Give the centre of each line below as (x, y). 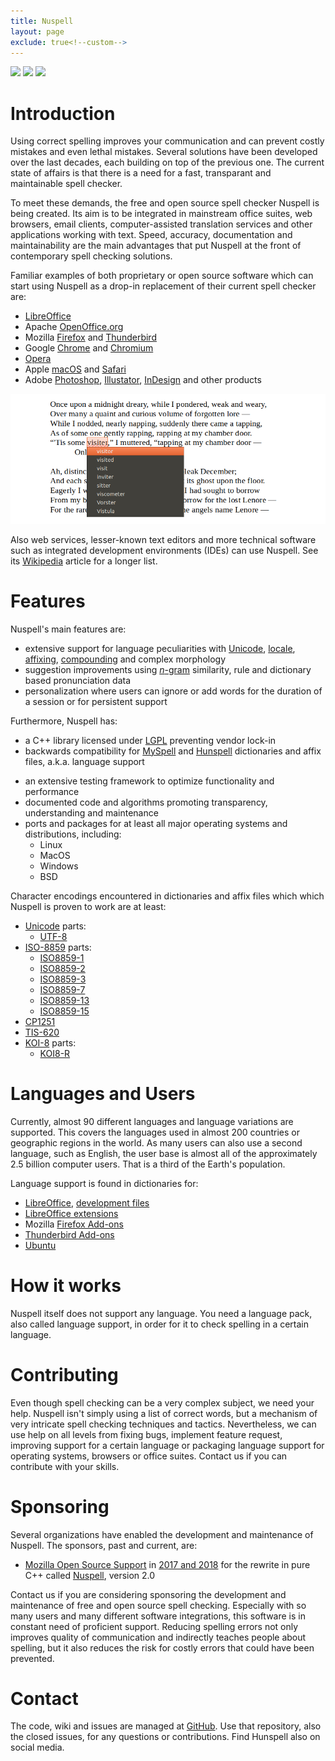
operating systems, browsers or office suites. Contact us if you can (149, 1456)
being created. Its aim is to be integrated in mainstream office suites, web (161, 214)
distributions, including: (73, 834)
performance (52, 791)
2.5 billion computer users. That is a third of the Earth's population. (148, 1164)
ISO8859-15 (64, 1011)
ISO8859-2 (62, 968)
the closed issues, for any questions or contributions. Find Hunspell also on (165, 1737)
